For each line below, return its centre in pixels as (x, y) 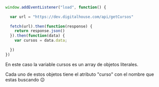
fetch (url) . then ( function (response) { (51, 26)
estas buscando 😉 (25, 79)
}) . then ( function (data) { (38, 36)
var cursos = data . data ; (41, 41)
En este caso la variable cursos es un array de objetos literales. (72, 64)
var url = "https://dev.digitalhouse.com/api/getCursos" (72, 17)
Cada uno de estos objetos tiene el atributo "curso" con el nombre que (80, 74)
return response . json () (40, 31)
